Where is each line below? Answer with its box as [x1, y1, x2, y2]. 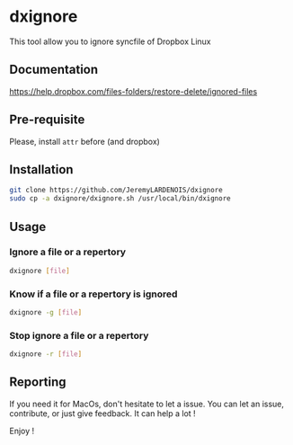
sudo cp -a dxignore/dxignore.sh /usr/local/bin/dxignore [9, 194, 231, 203]
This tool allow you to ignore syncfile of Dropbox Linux [9, 36, 211, 47]
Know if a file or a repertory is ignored [9, 288, 178, 300]
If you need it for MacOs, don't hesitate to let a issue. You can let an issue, [9, 398, 285, 409]
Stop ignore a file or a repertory [9, 329, 149, 342]
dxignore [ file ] [9, 266, 70, 275]
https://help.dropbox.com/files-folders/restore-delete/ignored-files [9, 85, 258, 96]
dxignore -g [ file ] [9, 307, 83, 316]
